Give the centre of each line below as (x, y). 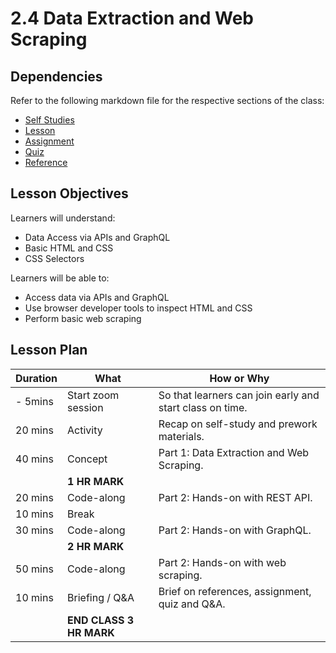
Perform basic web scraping (83, 318)
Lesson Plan (49, 350)
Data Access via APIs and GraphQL (97, 237)
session (85, 407)
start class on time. (203, 407)
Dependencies (56, 76)
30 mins (34, 530)
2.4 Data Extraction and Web (132, 18)
